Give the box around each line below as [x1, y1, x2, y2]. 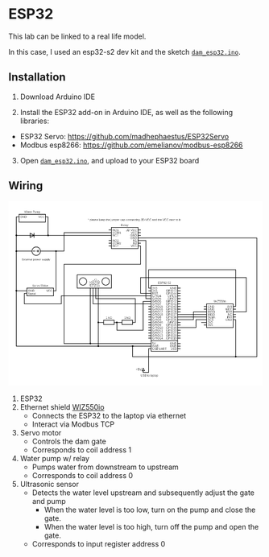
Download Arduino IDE [19, 92, 95, 101]
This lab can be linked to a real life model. [8, 31, 147, 41]
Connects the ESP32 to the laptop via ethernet [31, 411, 187, 421]
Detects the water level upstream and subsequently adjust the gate [31, 488, 255, 497]
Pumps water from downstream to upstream [31, 462, 179, 472]
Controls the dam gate [31, 436, 106, 447]
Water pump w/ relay [19, 454, 90, 464]
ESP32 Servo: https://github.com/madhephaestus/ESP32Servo [19, 131, 230, 141]
